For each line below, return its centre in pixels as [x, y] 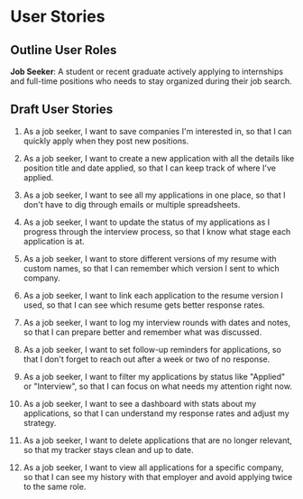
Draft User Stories [62, 110]
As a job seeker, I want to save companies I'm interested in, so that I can [157, 131]
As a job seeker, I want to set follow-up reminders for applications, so [152, 349]
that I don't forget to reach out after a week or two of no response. [147, 359]
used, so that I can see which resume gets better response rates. [144, 305]
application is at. [54, 241]
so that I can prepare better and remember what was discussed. [142, 332]
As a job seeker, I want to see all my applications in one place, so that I [154, 195]
